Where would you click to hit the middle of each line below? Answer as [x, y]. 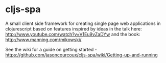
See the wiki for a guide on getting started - [51, 49]
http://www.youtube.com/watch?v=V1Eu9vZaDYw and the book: [73, 34]
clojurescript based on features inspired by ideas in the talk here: [74, 28]
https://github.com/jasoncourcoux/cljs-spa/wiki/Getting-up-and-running [82, 55]
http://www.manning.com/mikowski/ [43, 40]
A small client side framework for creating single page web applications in [83, 23]
